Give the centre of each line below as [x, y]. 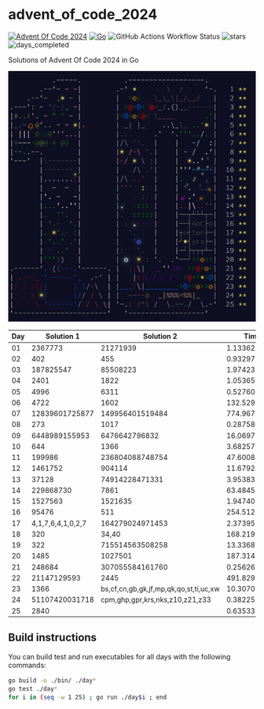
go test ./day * [33, 689]
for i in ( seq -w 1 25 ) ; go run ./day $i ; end [88, 697]
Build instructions [52, 638]
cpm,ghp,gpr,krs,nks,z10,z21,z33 [156, 599]
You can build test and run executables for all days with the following [119, 656]
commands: [27, 665]
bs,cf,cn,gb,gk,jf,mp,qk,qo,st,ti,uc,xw [160, 589]
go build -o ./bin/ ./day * [52, 680]
